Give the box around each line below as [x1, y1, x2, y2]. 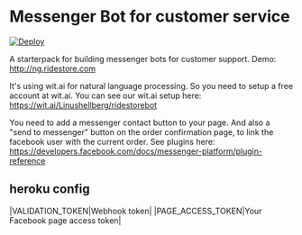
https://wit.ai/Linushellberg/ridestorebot [9, 99, 158, 110]
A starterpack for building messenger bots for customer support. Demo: [9, 53, 277, 64]
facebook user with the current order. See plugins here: [9, 136, 215, 147]
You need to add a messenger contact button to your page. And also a [9, 117, 270, 128]
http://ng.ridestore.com [9, 63, 96, 74]
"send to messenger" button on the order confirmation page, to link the [9, 126, 274, 137]
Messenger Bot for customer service [9, 6, 290, 27]
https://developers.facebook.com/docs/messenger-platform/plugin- [9, 146, 263, 157]
